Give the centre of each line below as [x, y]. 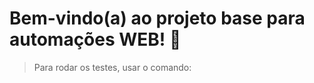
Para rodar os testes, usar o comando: [112, 67]
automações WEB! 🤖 [95, 39]
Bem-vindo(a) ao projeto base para [157, 18]
